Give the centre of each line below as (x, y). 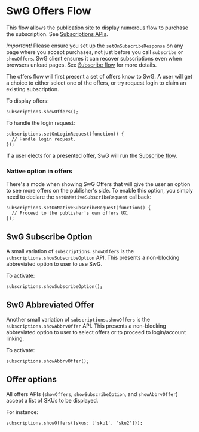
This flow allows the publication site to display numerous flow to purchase (97, 28)
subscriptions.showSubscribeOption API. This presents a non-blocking (93, 258)
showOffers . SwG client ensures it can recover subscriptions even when (94, 58)
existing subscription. (33, 89)
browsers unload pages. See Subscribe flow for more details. (82, 65)
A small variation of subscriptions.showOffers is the (70, 251)
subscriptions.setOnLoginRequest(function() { (65, 134)
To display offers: (27, 101)
